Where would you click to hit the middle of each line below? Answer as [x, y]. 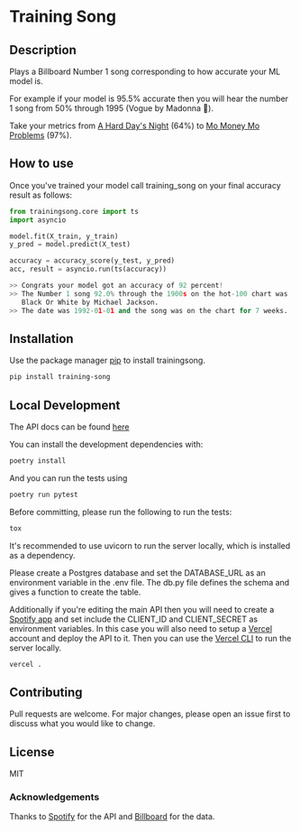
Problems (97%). [41, 135]
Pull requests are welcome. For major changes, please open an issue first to [150, 714]
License [32, 752]
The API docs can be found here [69, 427]
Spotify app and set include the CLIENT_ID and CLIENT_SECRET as [134, 619]
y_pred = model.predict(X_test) [70, 245]
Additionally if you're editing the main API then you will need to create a [142, 609]
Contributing [46, 692]
